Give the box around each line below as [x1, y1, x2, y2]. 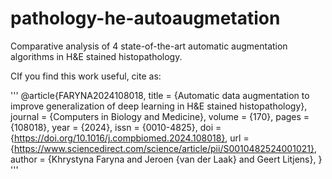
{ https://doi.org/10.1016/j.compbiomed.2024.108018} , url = [10, 132, 250, 144]
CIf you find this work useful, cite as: [10, 70, 162, 82]
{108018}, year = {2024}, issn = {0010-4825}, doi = [10, 121, 222, 133]
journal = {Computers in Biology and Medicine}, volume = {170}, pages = [10, 110, 310, 122]
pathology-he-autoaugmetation [10, 7, 281, 30]
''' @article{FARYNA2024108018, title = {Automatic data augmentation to [10, 89, 310, 101]
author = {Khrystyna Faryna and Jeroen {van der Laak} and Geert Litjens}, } [10, 153, 323, 165]
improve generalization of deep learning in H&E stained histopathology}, [10, 100, 308, 112]
